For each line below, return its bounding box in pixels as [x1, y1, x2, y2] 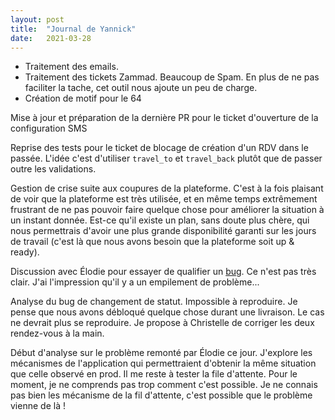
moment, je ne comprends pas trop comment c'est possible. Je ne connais [10, 379, 318, 391]
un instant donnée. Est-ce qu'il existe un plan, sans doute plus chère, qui [10, 214, 310, 226]
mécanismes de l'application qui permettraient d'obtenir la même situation [10, 357, 317, 370]
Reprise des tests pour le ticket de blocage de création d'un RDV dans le [10, 142, 309, 154]
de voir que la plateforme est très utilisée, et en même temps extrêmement [10, 193, 318, 205]
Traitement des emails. [24, 61, 119, 73]
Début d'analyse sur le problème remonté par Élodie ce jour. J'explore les [10, 347, 313, 359]
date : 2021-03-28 [10, 33, 92, 43]
